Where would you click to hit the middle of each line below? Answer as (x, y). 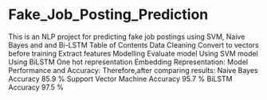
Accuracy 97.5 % (36, 87)
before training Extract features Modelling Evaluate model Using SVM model (133, 53)
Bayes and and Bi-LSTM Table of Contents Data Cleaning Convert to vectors (133, 44)
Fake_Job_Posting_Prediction (108, 15)
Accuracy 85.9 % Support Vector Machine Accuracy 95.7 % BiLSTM (120, 79)
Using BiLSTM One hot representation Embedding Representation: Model (128, 62)
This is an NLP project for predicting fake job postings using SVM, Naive (127, 37)
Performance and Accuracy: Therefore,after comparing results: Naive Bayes (133, 70)
